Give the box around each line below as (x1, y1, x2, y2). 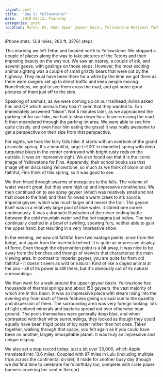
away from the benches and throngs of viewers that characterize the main (5, 250, 153, 256)
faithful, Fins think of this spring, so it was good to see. (5, 170, 115, 175)
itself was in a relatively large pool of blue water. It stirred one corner (5, 204, 143, 211)
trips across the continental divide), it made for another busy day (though (5, 357, 151, 362)
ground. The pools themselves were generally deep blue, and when (5, 311, 140, 317)
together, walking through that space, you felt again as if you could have (5, 327, 149, 332)
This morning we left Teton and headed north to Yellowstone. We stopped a (5, 48, 156, 54)
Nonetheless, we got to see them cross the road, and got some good (5, 84, 143, 90)
